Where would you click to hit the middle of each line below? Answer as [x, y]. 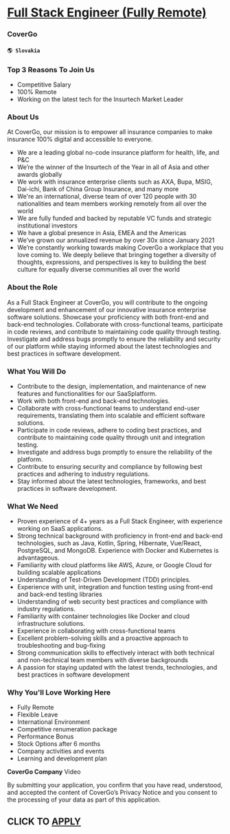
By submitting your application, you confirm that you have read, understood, [115, 785]
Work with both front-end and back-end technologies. [93, 401]
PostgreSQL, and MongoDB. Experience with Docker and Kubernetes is [118, 551]
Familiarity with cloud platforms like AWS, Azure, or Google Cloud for [114, 565]
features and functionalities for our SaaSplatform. [87, 393]
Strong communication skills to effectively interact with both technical [116, 653]
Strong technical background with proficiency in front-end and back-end [120, 536]
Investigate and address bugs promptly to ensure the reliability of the [115, 452]
